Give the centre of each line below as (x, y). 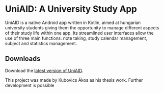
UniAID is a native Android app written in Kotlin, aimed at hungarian (73, 23)
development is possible (30, 85)
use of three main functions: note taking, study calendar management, (76, 38)
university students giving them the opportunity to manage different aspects (82, 27)
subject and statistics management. (41, 43)
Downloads (23, 59)
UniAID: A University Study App (71, 9)
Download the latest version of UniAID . (44, 70)
